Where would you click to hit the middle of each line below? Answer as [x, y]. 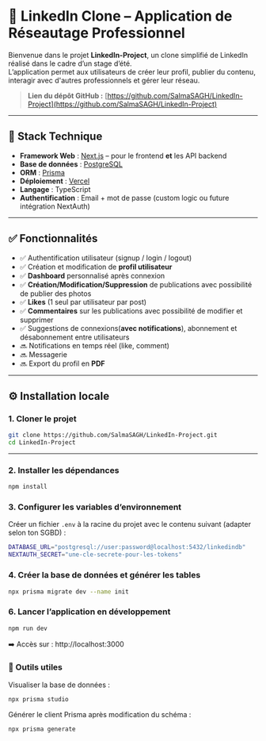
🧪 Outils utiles [36, 667]
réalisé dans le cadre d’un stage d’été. [70, 63]
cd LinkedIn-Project [42, 443]
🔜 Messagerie [43, 354]
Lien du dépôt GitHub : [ [68, 95]
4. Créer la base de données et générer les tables [104, 575]
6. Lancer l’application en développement [89, 612]
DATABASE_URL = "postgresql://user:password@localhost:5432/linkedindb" [127, 547]
